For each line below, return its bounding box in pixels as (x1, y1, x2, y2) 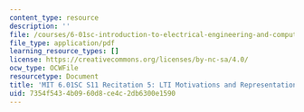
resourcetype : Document (9, 72, 100, 81)
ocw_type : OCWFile (9, 64, 79, 73)
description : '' (9, 22, 71, 31)
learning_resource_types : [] (9, 47, 119, 56)
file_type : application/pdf (9, 38, 116, 48)
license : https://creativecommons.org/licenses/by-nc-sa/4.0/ (9, 55, 249, 64)
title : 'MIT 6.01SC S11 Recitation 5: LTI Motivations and (9, 80, 237, 89)
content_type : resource (9, 13, 100, 23)
